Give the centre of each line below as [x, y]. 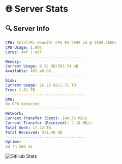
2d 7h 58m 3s [19, 147]
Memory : [13, 61]
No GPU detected [22, 104]
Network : [14, 114]
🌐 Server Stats [37, 9]
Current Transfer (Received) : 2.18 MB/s [49, 123]
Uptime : [13, 142]
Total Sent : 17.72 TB [28, 127]
